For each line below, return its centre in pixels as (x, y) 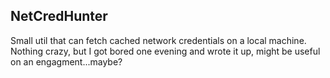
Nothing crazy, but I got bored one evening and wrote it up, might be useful (165, 51)
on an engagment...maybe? (66, 61)
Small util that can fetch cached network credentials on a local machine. (158, 40)
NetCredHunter (59, 16)
